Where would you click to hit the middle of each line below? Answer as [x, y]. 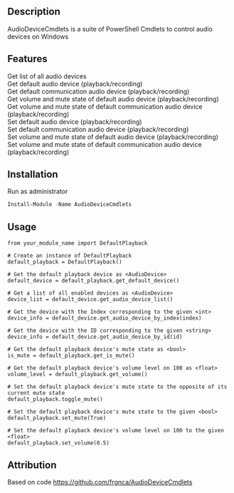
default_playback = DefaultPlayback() [65, 262]
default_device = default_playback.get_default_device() [94, 281]
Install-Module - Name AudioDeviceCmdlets [70, 205]
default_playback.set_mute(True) [57, 418]
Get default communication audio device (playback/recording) [99, 91]
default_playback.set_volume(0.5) [59, 443]
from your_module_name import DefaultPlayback [78, 243]
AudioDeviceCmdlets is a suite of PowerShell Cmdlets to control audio [110, 29]
